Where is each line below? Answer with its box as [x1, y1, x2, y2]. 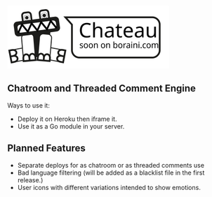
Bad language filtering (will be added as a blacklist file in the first [17, 168, 205, 177]
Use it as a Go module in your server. [17, 122, 125, 131]
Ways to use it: [7, 101, 51, 110]
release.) [17, 175, 44, 184]
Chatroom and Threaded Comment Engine [7, 82, 197, 94]
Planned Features [7, 143, 86, 154]
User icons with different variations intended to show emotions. [17, 183, 201, 191]
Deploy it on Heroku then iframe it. [17, 115, 117, 123]
